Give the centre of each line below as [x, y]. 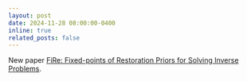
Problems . [25, 69]
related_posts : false [44, 38]
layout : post [30, 15]
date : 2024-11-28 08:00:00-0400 [62, 23]
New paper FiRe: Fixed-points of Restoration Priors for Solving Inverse [123, 60]
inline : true [30, 30]
